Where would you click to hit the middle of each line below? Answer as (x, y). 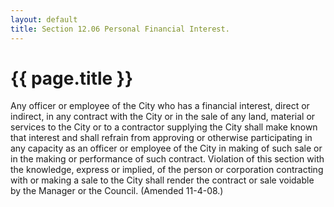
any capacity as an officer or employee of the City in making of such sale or (166, 148)
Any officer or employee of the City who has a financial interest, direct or (160, 106)
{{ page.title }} (72, 78)
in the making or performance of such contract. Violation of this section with (167, 159)
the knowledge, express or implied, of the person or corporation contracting (167, 170)
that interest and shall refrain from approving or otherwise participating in (161, 138)
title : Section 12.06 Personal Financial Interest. (120, 29)
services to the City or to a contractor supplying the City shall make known (164, 127)
